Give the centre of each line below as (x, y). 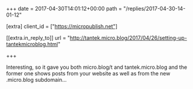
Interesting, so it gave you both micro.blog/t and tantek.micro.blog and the (97, 67)
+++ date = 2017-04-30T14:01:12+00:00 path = (64, 9)
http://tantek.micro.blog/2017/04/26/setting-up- (129, 38)
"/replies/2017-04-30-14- (155, 9)
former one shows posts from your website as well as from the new (88, 73)
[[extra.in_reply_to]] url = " (38, 38)
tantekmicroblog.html (32, 44)
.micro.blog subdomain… (36, 80)
